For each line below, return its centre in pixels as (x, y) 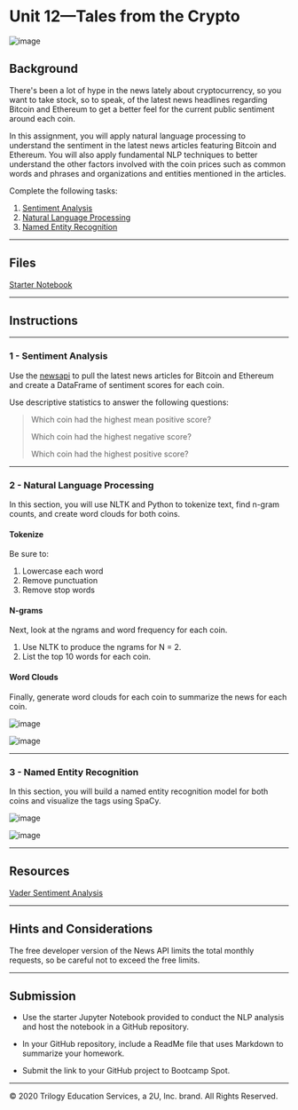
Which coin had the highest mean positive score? (121, 419)
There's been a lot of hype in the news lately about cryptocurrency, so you (145, 90)
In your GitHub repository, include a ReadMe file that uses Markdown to (153, 1044)
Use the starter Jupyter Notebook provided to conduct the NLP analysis (153, 1018)
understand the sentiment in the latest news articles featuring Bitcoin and (143, 145)
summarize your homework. (73, 1053)
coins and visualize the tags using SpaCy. (85, 800)
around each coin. (42, 118)
